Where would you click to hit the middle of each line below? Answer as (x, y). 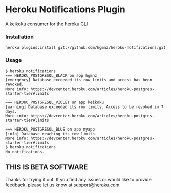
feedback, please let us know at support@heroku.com (62, 185)
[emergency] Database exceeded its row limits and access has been (79, 80)
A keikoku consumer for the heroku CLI (47, 24)
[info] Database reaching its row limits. (51, 134)
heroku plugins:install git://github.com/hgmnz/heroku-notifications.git (86, 48)
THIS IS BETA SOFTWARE (47, 167)
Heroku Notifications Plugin (65, 9)
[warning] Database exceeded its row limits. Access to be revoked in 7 (84, 107)
